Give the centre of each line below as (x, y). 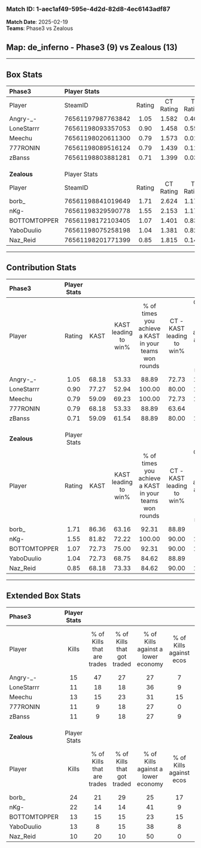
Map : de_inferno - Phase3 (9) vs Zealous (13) (92, 47)
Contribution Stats (41, 268)
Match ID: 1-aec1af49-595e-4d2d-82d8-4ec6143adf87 (88, 9)
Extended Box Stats (43, 596)
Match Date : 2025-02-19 (37, 22)
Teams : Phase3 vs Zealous (40, 28)
